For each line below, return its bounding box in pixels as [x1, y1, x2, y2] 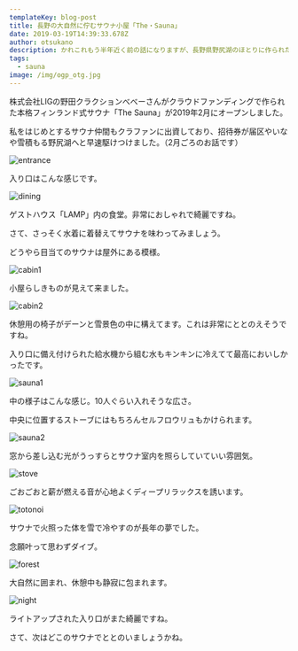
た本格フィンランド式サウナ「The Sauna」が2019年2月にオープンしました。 [9, 107, 288, 118]
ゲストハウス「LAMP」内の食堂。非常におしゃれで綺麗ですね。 [9, 209, 241, 220]
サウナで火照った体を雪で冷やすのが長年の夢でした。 [9, 522, 204, 532]
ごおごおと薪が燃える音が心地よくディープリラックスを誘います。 [9, 486, 248, 497]
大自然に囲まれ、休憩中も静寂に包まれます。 [9, 577, 172, 587]
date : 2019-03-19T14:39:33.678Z [9, 29, 129, 38]
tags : [9, 54, 29, 63]
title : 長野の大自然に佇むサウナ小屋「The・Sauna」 [9, 21, 182, 30]
